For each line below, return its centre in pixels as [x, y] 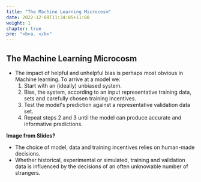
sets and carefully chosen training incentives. [80, 98]
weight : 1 [19, 23]
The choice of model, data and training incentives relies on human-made [105, 147]
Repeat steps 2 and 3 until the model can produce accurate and [103, 117]
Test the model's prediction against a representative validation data [107, 105]
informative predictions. [53, 124]
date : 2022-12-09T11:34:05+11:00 [48, 17]
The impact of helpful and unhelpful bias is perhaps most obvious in [99, 73]
